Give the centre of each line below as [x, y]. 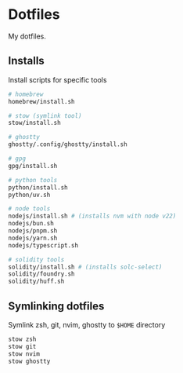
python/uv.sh [29, 195]
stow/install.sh [34, 123]
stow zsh [22, 339]
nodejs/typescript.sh [43, 245]
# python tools [33, 180]
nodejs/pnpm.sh [33, 231]
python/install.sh [38, 187]
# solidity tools [36, 260]
